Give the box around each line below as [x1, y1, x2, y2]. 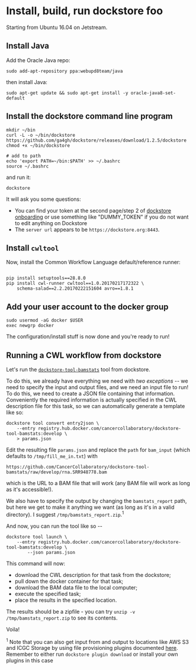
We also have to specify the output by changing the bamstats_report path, [6, 498, 187, 504]
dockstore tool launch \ [6, 534, 68, 540]
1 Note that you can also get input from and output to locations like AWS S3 [6, 637, 189, 645]
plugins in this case [6, 657, 53, 664]
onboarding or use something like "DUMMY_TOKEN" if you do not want [14, 213, 189, 220]
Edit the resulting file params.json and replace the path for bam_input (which [6, 446, 191, 453]
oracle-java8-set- [130, 90, 176, 96]
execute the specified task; [14, 590, 81, 597]
